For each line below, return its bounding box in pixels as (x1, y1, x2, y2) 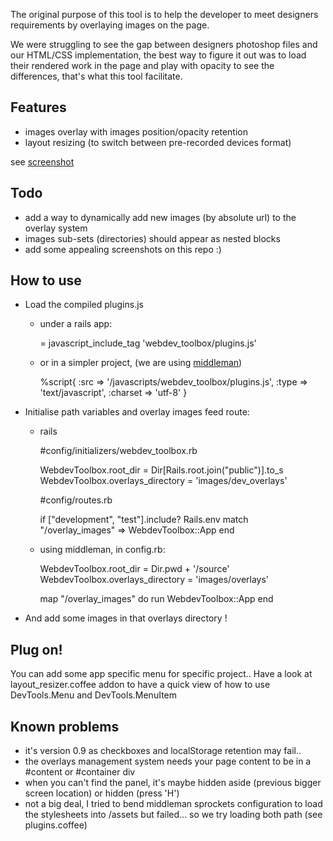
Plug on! (10, 641, 63, 658)
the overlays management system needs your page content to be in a (24, 755, 312, 768)
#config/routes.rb (39, 494, 113, 506)
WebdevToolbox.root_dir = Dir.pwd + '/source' (39, 563, 230, 575)
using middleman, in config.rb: (39, 544, 166, 556)
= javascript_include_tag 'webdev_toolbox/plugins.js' (39, 337, 257, 349)
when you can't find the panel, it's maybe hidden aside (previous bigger (24, 777, 322, 789)
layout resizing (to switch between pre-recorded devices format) (24, 136, 292, 148)
